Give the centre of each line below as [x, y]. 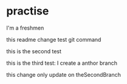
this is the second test [34, 51]
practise [28, 11]
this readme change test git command [54, 39]
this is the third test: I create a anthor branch [62, 63]
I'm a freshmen [25, 28]
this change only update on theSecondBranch [64, 74]
